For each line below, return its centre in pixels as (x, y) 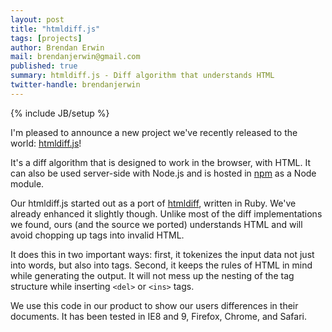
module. (27, 183)
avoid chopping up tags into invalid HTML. (97, 235)
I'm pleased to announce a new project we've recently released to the (154, 132)
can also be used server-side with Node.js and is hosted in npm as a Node (163, 173)
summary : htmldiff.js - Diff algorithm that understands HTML (142, 76)
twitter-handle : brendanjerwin (75, 85)
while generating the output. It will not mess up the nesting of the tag (152, 275)
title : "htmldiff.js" (55, 29)
